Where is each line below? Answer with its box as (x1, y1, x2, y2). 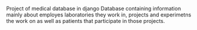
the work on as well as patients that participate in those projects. (6, 18, 165, 24)
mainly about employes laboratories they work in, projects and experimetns (6, 11, 192, 18)
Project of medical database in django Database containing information (6, 5, 181, 12)
